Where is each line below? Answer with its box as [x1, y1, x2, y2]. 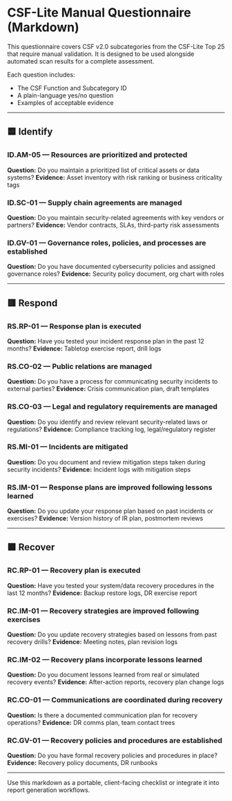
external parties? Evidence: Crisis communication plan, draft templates [7, 385, 210, 393]
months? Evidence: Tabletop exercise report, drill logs [7, 344, 162, 352]
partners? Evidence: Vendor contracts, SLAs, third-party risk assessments [7, 220, 220, 229]
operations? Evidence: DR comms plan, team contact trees [7, 718, 175, 726]
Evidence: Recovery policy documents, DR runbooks [7, 758, 158, 766]
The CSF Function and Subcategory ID [17, 84, 127, 92]
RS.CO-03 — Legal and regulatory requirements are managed [7, 402, 217, 412]
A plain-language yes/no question [17, 91, 114, 100]
